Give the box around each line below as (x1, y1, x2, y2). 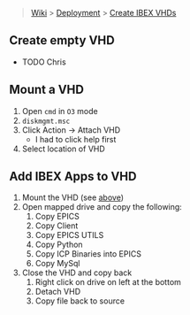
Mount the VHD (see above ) (21, 192, 124, 203)
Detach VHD (34, 287, 81, 297)
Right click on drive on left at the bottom (34, 277, 181, 288)
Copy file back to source (34, 296, 125, 306)
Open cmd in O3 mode (21, 105, 99, 116)
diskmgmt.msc (21, 117, 71, 126)
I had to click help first (34, 134, 117, 144)
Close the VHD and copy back (21, 267, 133, 278)
